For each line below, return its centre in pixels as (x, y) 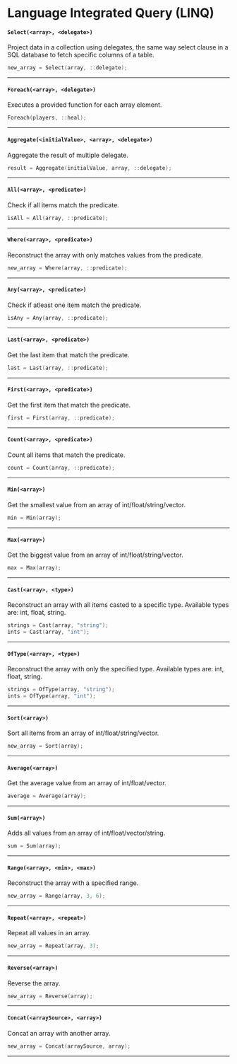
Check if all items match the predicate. (63, 205)
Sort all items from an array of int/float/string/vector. (83, 733)
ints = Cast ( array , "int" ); (49, 632)
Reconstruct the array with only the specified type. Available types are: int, (116, 669)
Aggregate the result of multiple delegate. (68, 155)
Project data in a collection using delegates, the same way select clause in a (118, 47)
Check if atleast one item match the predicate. (74, 305)
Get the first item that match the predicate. (69, 405)
